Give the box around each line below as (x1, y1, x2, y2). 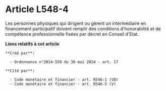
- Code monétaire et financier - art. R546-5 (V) (10, 81, 116, 86)
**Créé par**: (5, 51, 35, 56)
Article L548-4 (5, 4, 69, 15)
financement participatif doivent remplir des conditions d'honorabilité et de (5, 25, 161, 31)
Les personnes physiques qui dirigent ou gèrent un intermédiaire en (5, 20, 146, 26)
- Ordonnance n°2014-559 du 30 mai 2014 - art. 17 (10, 59, 119, 64)
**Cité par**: (5, 68, 35, 73)
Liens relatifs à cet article (5, 40, 60, 47)
